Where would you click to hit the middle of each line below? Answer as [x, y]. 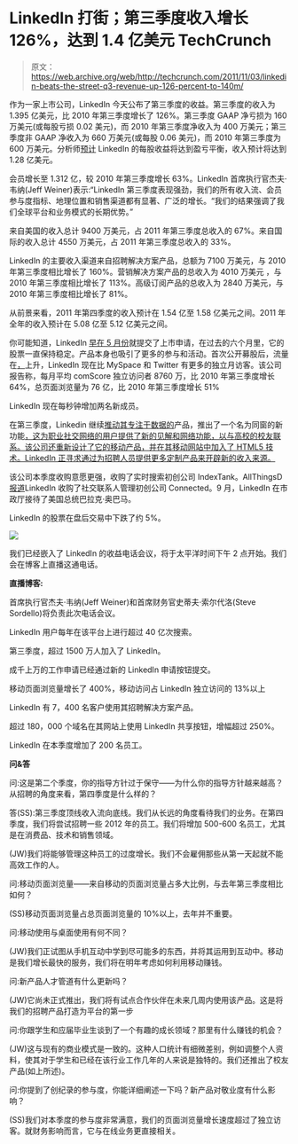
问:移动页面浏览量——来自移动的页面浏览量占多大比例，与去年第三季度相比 [146, 883]
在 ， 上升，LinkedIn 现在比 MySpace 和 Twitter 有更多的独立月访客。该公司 [145, 364]
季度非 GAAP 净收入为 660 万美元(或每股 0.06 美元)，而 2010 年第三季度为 [145, 137]
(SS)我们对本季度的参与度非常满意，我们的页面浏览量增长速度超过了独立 [141, 1119]
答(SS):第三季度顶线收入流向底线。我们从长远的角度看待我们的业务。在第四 [146, 812]
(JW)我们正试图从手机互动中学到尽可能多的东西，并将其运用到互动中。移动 [146, 951]
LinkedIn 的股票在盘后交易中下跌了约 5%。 [87, 517]
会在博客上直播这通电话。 [56, 564]
